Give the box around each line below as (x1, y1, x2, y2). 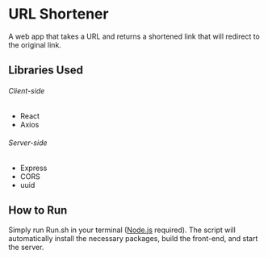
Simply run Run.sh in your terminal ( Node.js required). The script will (8, 225, 236, 235)
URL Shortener (8, 5, 109, 23)
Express (19, 163, 48, 173)
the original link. (8, 40, 62, 49)
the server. (8, 242, 44, 252)
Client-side (8, 85, 45, 95)
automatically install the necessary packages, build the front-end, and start (8, 233, 258, 243)
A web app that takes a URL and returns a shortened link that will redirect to (8, 31, 260, 41)
